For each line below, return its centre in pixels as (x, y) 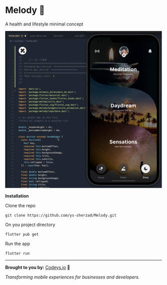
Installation (17, 196)
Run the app (18, 244)
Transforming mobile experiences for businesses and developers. (73, 277)
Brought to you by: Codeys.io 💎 (38, 267)
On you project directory (30, 225)
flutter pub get (22, 234)
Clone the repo (20, 205)
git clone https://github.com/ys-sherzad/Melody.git (61, 215)
